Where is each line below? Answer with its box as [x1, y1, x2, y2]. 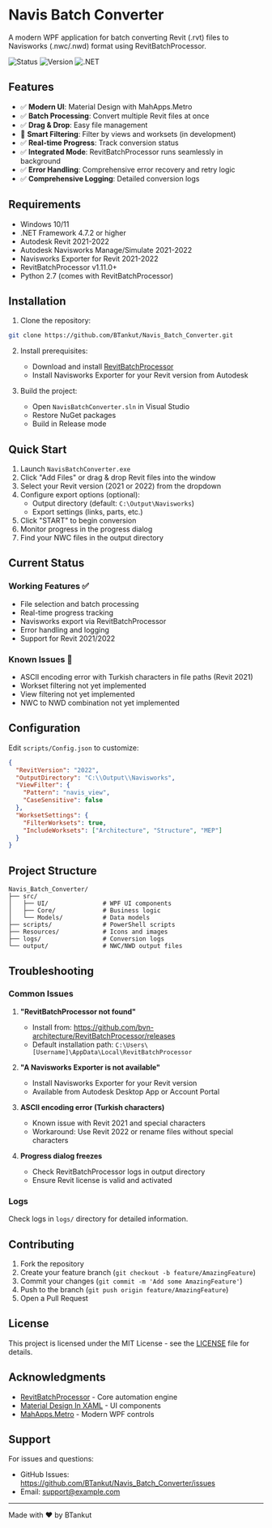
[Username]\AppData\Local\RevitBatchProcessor [32, 1048, 193, 1056]
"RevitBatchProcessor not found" [19, 1006, 136, 1016]
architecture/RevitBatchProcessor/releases [32, 1031, 176, 1040]
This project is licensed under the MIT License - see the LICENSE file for [8, 1338, 249, 1348]
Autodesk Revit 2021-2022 [19, 237, 109, 246]
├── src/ [8, 893, 38, 901]
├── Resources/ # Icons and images [8, 928, 168, 937]
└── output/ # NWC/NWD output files [8, 942, 183, 950]
